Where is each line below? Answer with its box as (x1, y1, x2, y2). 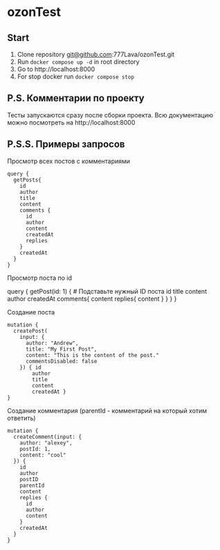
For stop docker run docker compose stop (17, 72, 135, 81)
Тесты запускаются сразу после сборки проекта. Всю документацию (7, 110, 214, 119)
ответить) (7, 414, 36, 422)
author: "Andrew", (25, 340, 79, 347)
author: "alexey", (19, 439, 73, 447)
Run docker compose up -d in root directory (17, 58, 140, 66)
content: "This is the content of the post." (25, 351, 159, 358)
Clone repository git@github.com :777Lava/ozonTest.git (17, 50, 175, 58)
